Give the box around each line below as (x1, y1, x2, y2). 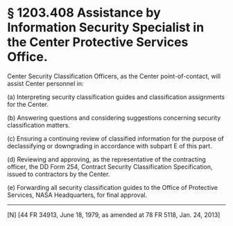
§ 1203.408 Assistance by (7, 5, 161, 21)
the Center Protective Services (7, 35, 189, 50)
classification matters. (7, 121, 71, 129)
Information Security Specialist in (7, 19, 205, 35)
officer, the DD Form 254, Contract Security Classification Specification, (7, 162, 213, 171)
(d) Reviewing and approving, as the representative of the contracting (7, 155, 206, 164)
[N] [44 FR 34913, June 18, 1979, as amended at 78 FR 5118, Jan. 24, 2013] (7, 210, 221, 219)
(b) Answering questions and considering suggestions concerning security (7, 113, 221, 122)
